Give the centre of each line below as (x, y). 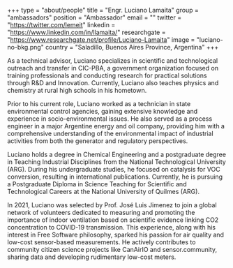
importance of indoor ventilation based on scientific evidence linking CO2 (113, 220)
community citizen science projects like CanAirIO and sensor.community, (112, 250)
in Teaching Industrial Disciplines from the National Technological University (117, 162)
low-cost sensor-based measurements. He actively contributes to (102, 242)
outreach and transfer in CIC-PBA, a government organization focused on (113, 68)
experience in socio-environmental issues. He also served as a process (110, 119)
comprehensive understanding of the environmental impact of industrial (111, 133)
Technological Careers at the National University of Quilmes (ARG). (104, 192)
